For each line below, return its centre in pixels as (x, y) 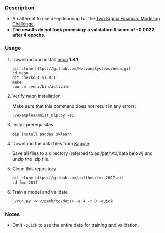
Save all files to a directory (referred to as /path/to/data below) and (82, 153)
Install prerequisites (33, 124)
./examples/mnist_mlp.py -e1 (43, 115)
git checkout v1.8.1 (34, 77)
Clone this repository (34, 169)
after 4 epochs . (29, 35)
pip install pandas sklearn (42, 134)
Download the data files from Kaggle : (51, 143)
